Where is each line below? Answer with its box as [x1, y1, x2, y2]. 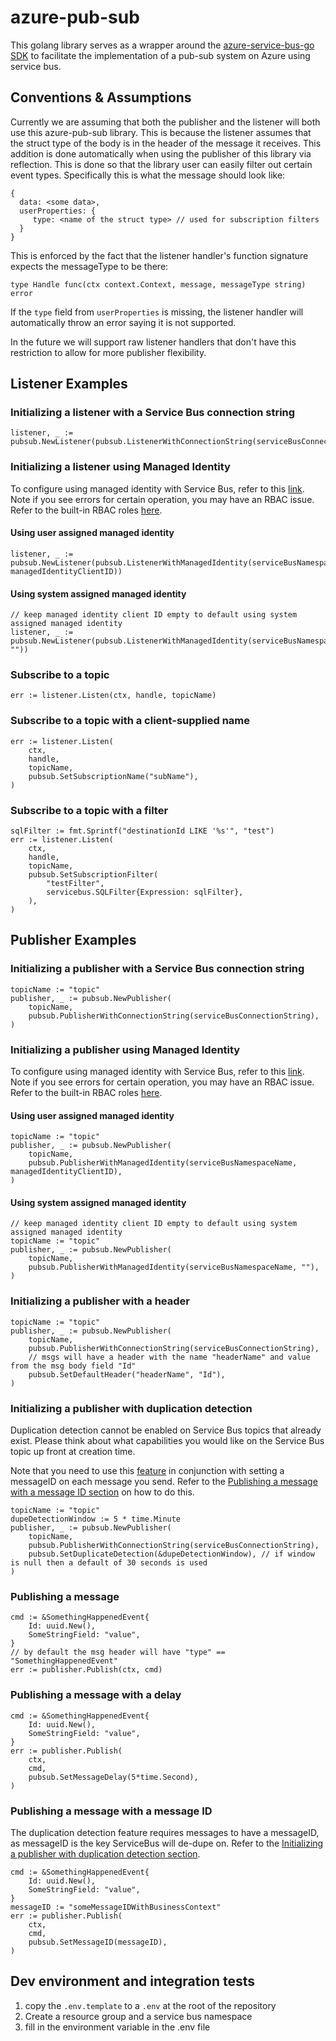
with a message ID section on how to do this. [10, 1486, 195, 1498]
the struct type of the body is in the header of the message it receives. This [10, 137, 322, 149]
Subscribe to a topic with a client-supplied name [10, 714, 251, 728]
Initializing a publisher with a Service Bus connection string [10, 962, 305, 976]
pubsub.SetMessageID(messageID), [28, 1937, 168, 1947]
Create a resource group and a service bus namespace [24, 2010, 253, 2022]
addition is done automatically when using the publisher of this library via [10, 147, 312, 160]
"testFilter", [46, 879, 105, 889]
